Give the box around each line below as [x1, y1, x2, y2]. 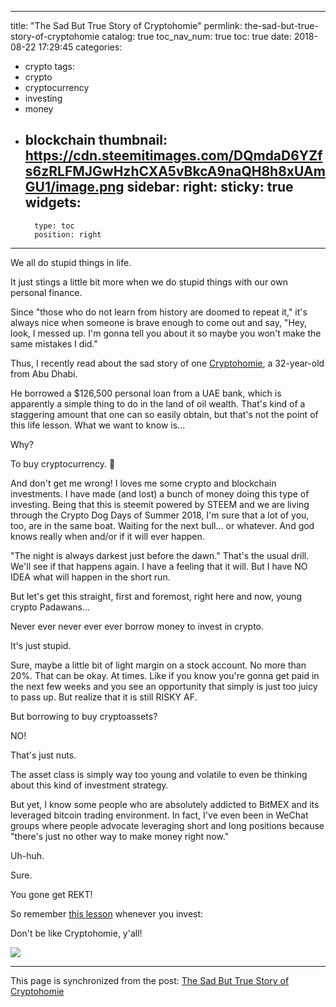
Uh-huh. [10, 849, 45, 861]
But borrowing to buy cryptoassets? [10, 710, 158, 722]
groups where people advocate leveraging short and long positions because [10, 819, 325, 831]
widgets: [24, 194, 82, 211]
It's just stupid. [10, 639, 72, 651]
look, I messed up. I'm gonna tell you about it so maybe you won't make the [10, 327, 322, 339]
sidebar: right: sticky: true [126, 179, 294, 196]
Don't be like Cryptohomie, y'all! [10, 927, 143, 939]
